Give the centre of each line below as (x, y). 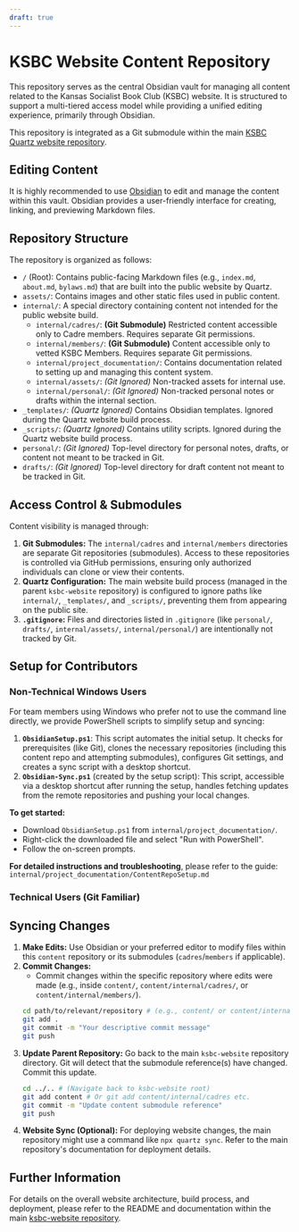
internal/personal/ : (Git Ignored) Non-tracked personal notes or (155, 391)
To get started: (37, 812)
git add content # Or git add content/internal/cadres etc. (136, 1097)
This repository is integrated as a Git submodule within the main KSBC (138, 132)
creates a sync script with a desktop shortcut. (106, 767)
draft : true (31, 17)
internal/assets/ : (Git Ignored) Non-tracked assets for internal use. (160, 381)
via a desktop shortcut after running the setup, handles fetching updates (155, 785)
